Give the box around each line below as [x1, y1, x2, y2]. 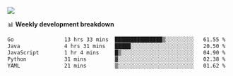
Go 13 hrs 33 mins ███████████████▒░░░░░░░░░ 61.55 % [7, 36, 226, 43]
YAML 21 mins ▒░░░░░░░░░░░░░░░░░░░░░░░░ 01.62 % [7, 62, 226, 69]
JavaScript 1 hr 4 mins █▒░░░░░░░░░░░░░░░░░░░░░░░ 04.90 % [7, 49, 226, 56]
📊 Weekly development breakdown [7, 20, 114, 28]
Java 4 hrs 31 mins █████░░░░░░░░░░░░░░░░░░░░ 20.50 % [7, 43, 226, 50]
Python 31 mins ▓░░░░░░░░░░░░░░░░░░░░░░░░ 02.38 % [7, 56, 226, 63]
